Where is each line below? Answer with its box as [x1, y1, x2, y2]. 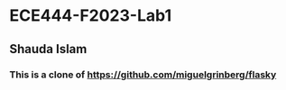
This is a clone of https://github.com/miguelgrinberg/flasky [9, 68, 277, 81]
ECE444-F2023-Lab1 [9, 5, 172, 26]
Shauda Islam [9, 41, 88, 57]
